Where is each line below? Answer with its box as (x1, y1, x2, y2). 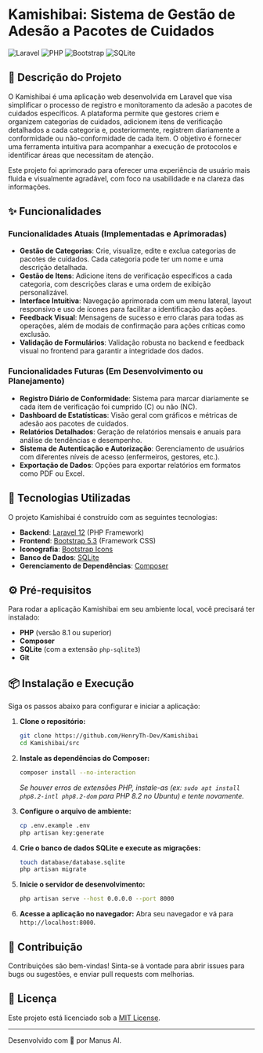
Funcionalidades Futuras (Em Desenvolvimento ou (8, 366, 204, 377)
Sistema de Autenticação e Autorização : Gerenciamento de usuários (19, 444, 245, 453)
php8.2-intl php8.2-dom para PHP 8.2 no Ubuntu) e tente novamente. (19, 791, 245, 800)
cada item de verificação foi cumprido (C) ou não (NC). (19, 402, 198, 411)
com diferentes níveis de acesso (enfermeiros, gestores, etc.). (19, 452, 221, 461)
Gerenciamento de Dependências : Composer (19, 561, 169, 570)
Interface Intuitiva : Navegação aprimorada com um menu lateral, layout (19, 296, 252, 305)
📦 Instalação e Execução (8, 677, 135, 690)
